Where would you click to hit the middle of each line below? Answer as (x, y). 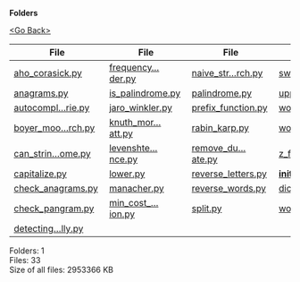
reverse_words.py (229, 188)
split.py (207, 208)
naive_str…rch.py (227, 73)
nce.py (123, 159)
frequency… (134, 68)
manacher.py (137, 188)
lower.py (127, 174)
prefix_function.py (229, 108)
